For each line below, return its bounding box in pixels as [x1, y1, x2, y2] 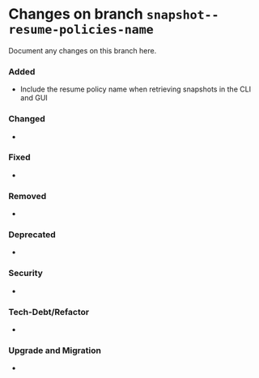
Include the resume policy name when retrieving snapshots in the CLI [19, 84, 252, 94]
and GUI [19, 93, 49, 103]
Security [8, 268, 43, 279]
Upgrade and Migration [8, 345, 101, 356]
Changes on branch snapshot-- [8, 5, 219, 23]
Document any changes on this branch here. [8, 45, 157, 55]
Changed [8, 113, 46, 125]
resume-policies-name [8, 22, 154, 37]
